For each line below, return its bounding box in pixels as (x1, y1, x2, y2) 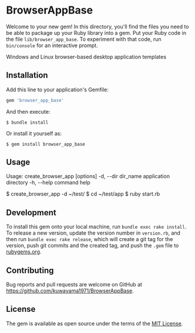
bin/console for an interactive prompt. (6, 42, 98, 49)
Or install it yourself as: (6, 130, 62, 137)
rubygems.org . (6, 248, 42, 255)
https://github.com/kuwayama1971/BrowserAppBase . (6, 287, 134, 295)
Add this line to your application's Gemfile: (6, 86, 109, 93)
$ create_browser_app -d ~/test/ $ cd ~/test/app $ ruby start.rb (6, 190, 160, 197)
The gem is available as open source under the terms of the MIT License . (6, 319, 183, 327)
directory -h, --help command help (6, 179, 91, 186)
